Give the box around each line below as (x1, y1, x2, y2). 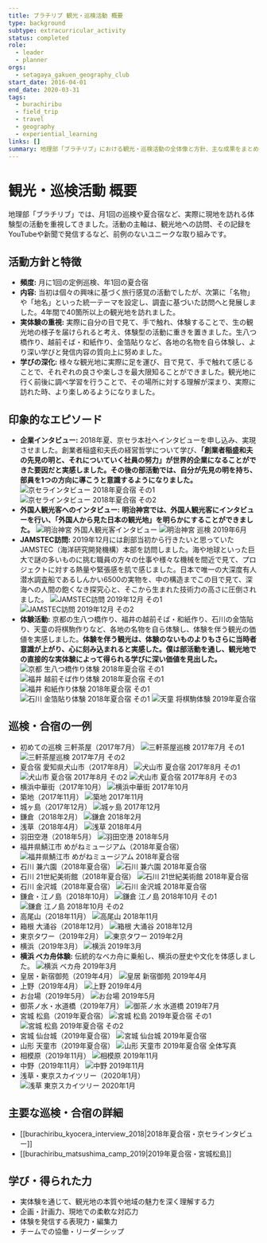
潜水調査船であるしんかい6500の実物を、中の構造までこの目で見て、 (19, 574, 246, 584)
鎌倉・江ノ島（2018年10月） (19, 891, 114, 901)
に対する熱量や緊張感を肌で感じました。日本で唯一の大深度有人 (47, 565, 257, 574)
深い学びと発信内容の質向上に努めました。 (26, 347, 167, 357)
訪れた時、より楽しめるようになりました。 (19, 387, 160, 397)
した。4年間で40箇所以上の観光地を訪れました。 (19, 307, 180, 317)
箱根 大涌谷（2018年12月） (19, 921, 108, 931)
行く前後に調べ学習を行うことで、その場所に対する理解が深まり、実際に (19, 377, 257, 387)
